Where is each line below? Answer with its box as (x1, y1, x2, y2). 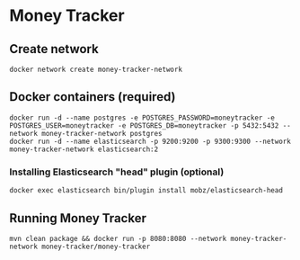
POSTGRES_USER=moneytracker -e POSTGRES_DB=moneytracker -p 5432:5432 (9, 121, 279, 130)
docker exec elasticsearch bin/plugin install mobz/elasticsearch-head (9, 186, 283, 195)
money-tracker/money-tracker (41, 242, 151, 251)
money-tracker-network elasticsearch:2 (9, 145, 159, 154)
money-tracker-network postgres (41, 129, 163, 138)
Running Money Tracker (9, 211, 146, 226)
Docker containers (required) (9, 89, 176, 104)
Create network (9, 41, 99, 57)
